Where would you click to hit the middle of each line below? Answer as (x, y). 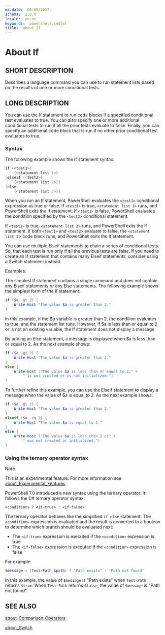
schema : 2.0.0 (21, 14)
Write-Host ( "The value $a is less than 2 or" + (65, 436)
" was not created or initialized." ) (61, 441)
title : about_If (23, 28)
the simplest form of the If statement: (43, 291)
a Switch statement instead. (33, 262)
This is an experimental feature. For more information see (63, 478)
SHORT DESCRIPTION (39, 70)
